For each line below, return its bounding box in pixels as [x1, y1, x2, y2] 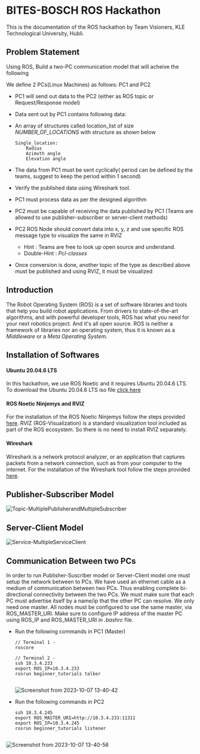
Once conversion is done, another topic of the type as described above [14, 261, 190, 268]
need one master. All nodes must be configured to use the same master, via [6, 604, 192, 610]
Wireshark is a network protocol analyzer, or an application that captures [6, 453, 185, 460]
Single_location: [14, 140, 59, 146]
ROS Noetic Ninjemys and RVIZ [6, 400, 85, 407]
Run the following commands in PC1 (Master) [14, 628, 126, 635]
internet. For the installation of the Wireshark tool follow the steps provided [6, 466, 190, 473]
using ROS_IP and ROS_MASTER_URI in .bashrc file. [6, 616, 134, 623]
